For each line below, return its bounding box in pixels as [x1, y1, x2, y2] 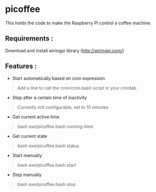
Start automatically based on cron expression [12, 75, 105, 81]
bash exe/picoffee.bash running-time [17, 123, 93, 129]
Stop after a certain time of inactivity [12, 95, 87, 100]
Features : [5, 62, 37, 71]
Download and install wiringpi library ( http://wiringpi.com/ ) [5, 47, 124, 53]
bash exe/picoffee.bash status [17, 143, 79, 149]
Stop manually [12, 172, 42, 178]
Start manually [12, 152, 42, 158]
